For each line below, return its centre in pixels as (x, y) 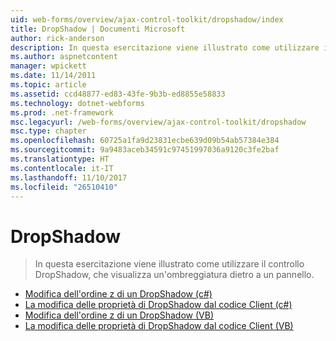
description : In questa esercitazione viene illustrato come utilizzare (165, 47)
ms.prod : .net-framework (62, 112)
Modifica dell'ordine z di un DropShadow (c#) (118, 294)
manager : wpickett (48, 66)
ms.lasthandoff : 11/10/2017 (69, 177)
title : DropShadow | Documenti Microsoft (98, 29)
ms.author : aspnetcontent (64, 57)
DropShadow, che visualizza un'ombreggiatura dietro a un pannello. (174, 275)
